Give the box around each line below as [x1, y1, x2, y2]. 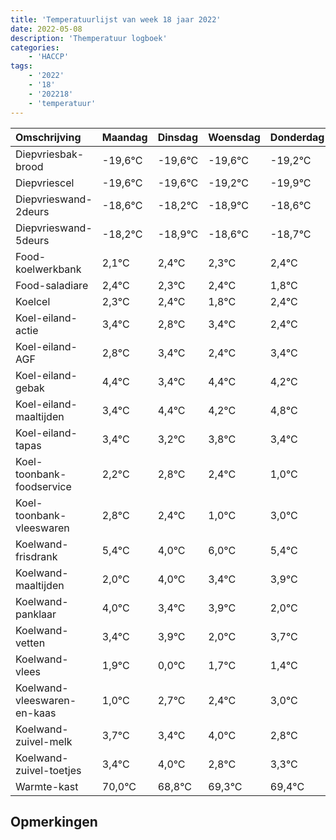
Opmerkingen [10, 813, 98, 830]
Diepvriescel [15, 176, 75, 190]
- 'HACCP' [28, 52, 70, 62]
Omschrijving [15, 130, 82, 144]
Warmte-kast [15, 779, 79, 793]
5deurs [15, 233, 50, 247]
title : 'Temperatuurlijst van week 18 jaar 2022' [10, 14, 222, 25]
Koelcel [15, 294, 51, 308]
